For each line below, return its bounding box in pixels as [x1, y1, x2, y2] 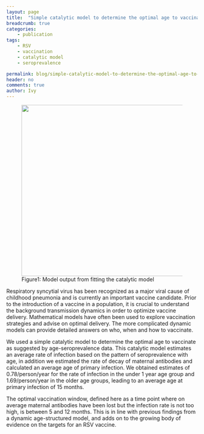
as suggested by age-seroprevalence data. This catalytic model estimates [6, 345, 192, 352]
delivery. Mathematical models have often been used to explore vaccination [6, 313, 195, 320]
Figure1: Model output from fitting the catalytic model [21, 276, 155, 283]
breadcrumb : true [6, 20, 50, 26]
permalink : [6, 71, 34, 77]
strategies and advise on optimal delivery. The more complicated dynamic [6, 320, 191, 327]
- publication [17, 32, 53, 38]
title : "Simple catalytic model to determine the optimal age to [6, 15, 178, 21]
